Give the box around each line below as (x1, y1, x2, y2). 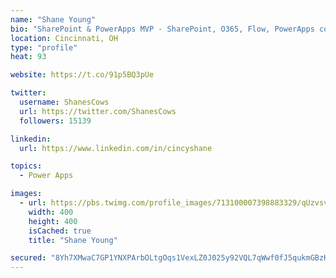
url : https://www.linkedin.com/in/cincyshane (19, 143, 213, 153)
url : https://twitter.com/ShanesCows (19, 106, 177, 116)
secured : (10, 253, 47, 263)
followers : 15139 (19, 116, 92, 126)
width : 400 (28, 207, 74, 217)
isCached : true (28, 226, 92, 236)
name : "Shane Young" (10, 14, 97, 25)
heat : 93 (10, 52, 47, 62)
